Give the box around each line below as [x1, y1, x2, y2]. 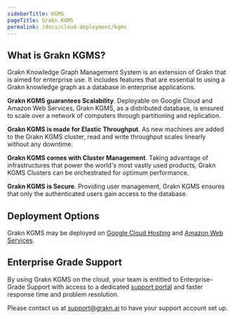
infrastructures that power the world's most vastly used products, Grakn [7, 161, 216, 169]
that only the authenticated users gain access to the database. [7, 190, 188, 198]
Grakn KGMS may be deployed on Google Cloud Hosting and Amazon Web [7, 229, 223, 237]
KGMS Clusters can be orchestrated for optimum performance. [7, 169, 189, 177]
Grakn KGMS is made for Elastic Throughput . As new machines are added [7, 125, 224, 134]
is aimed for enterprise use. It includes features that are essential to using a [7, 75, 225, 84]
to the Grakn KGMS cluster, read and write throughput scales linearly [7, 133, 206, 141]
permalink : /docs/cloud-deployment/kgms [7, 23, 128, 30]
